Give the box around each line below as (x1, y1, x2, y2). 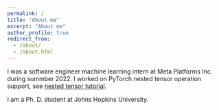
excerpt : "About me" (7, 23, 67, 30)
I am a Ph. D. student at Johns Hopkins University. (7, 95, 149, 103)
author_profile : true (7, 29, 69, 36)
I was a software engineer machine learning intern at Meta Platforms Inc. (7, 67, 213, 76)
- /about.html (13, 49, 54, 56)
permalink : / (7, 10, 45, 17)
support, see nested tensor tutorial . (7, 82, 107, 90)
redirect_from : (7, 36, 51, 43)
